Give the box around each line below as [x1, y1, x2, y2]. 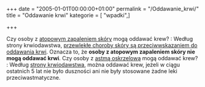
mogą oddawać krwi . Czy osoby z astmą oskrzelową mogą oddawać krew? [6, 55, 198, 61]
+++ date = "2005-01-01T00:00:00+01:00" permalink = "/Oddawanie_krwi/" [6, 5, 199, 12]
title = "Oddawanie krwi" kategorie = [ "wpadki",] [6, 12, 130, 19]
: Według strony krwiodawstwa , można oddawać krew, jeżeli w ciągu [6, 61, 180, 68]
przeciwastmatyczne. [6, 74, 61, 81]
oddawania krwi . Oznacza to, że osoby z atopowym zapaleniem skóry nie [6, 48, 195, 55]
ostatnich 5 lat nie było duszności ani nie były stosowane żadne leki [6, 68, 178, 75]
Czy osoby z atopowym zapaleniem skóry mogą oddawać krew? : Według [6, 35, 193, 42]
